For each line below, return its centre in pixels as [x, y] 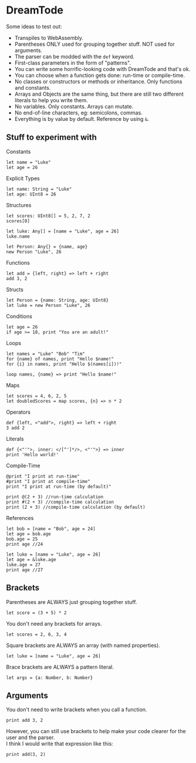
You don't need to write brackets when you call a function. [77, 710]
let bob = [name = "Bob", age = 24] [51, 529]
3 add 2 [16, 428]
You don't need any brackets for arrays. [54, 623]
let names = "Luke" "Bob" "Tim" [45, 354]
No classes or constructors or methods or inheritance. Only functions [99, 81]
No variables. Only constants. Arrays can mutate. [74, 106]
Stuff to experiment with [51, 138]
